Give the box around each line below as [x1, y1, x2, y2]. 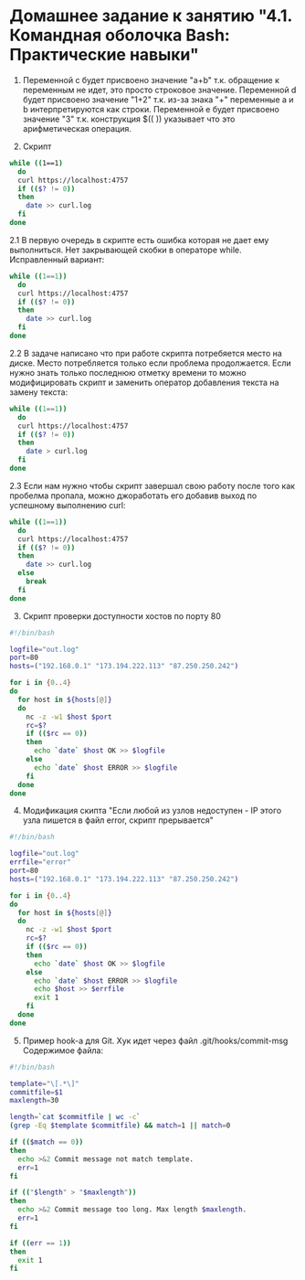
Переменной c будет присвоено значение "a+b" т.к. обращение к [22, 74, 280, 85]
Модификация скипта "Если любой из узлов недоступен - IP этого [22, 805, 282, 816]
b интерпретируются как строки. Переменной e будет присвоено [22, 103, 280, 114]
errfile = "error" [9, 858, 71, 867]
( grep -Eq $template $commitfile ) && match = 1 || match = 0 [9, 1121, 231, 1130]
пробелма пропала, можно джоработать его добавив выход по [9, 490, 258, 501]
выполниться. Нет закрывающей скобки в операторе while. [9, 244, 242, 255]
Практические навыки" [9, 45, 199, 65]
